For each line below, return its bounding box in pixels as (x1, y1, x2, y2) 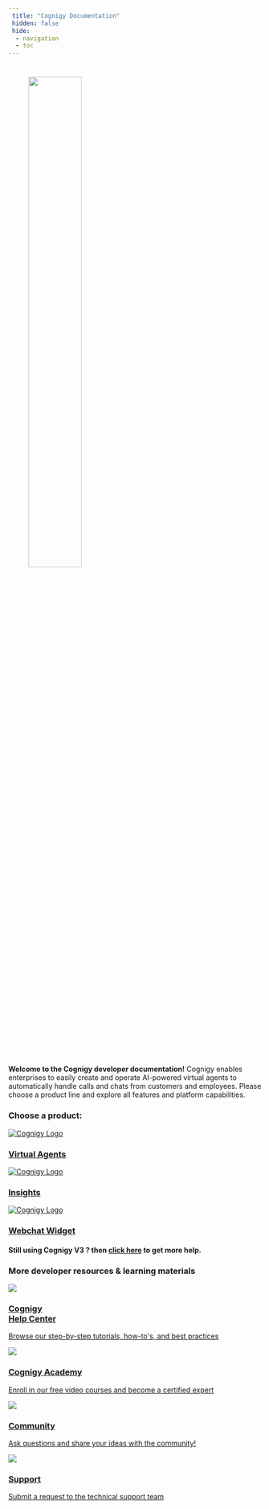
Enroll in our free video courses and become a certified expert (8, 1385, 214, 1395)
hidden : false (11, 19, 59, 27)
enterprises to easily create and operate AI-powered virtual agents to (8, 1073, 237, 1082)
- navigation (15, 34, 59, 43)
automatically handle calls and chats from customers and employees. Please (8, 1082, 262, 1091)
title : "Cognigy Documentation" (11, 11, 120, 20)
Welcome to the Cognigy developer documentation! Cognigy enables (8, 1064, 243, 1074)
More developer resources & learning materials (8, 1265, 196, 1276)
